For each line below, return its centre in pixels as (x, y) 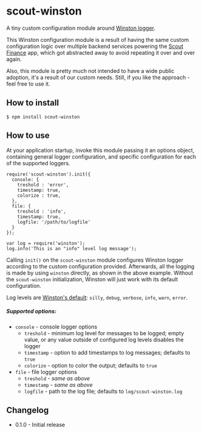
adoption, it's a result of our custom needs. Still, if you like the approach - (98, 77)
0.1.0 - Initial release (40, 425)
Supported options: (31, 312)
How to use (28, 136)
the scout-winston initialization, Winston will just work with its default (92, 279)
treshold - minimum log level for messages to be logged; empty (104, 333)
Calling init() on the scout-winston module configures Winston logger (95, 260)
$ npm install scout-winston (43, 117)
